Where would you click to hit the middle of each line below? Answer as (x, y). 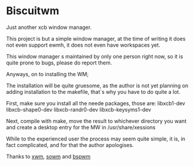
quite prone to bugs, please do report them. (59, 63)
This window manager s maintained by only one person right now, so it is (95, 56)
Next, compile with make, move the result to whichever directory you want (96, 121)
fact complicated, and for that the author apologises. (70, 145)
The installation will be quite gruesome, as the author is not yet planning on (97, 85)
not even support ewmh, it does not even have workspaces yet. (83, 45)
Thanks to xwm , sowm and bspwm (48, 156)
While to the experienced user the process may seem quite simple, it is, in (96, 139)
